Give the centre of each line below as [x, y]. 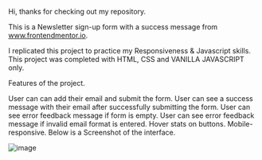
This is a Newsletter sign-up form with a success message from [113, 27]
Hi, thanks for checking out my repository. [77, 12]
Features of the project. [47, 83]
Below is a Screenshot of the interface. [112, 132]
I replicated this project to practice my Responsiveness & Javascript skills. [129, 51]
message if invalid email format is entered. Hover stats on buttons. [117, 124]
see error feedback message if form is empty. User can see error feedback [131, 115]
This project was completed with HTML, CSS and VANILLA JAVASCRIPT [126, 59]
